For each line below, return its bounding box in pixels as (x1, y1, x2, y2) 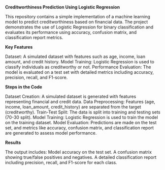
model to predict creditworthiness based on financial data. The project (5, 19, 148, 25)
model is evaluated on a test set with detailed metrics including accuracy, (5, 69, 154, 75)
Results (5, 140, 21, 145)
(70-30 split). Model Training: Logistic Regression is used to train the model (5, 114, 159, 120)
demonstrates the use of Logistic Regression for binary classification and (5, 24, 154, 30)
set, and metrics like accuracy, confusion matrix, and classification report (5, 125, 154, 131)
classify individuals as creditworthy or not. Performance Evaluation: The (5, 64, 151, 70)
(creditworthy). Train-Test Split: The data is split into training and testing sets (5, 109, 161, 115)
